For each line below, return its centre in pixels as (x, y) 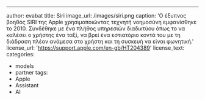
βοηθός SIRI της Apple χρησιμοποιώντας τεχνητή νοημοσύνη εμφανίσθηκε (102, 22)
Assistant (27, 85)
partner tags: (31, 72)
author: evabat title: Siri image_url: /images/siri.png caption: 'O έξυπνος (96, 15)
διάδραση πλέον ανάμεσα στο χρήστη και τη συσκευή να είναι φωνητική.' (100, 41)
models (24, 66)
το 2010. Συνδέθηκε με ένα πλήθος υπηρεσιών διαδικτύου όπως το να (96, 28)
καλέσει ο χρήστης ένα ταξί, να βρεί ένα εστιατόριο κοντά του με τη (94, 35)
